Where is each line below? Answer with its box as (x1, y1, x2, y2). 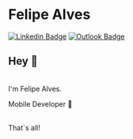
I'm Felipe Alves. (8, 84, 62, 93)
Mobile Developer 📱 (8, 99, 73, 108)
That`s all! (8, 122, 41, 132)
